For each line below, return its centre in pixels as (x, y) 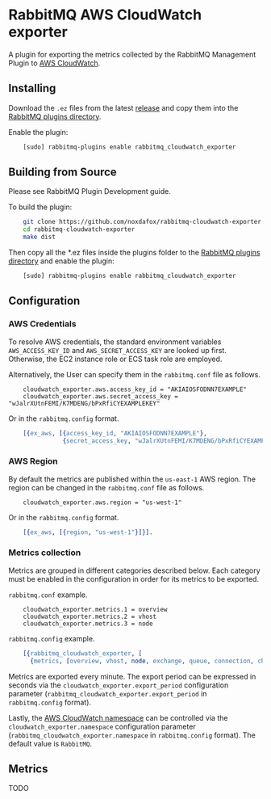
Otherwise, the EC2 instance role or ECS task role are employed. (115, 359)
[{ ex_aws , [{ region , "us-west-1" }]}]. (88, 532)
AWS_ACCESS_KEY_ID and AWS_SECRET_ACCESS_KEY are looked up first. (118, 350)
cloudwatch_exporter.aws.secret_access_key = (101, 396)
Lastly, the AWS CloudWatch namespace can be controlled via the (118, 717)
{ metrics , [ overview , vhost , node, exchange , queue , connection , (142, 661)
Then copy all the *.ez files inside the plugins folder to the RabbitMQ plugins (134, 253)
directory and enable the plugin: (61, 261)
